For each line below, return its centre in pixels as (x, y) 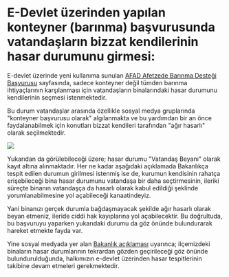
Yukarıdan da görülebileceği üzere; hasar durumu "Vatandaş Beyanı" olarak (114, 159)
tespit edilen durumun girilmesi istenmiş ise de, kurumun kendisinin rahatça (114, 173)
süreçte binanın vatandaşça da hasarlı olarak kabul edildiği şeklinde (103, 188)
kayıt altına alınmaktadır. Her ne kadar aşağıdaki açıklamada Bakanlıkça (108, 166)
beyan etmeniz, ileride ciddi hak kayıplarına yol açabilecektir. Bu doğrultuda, (115, 216)
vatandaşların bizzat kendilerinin (103, 42)
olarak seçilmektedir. (36, 133)
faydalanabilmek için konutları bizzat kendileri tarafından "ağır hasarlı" (106, 125)
